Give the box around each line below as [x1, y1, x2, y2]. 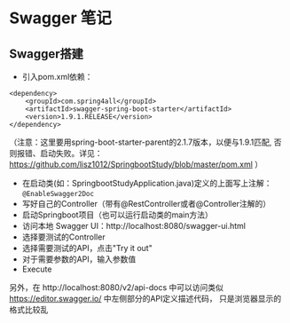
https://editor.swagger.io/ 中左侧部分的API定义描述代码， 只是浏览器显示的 [9, 294, 282, 303]
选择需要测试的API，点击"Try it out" [21, 243, 153, 253]
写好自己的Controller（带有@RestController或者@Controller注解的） [21, 199, 271, 209]
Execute [21, 264, 52, 274]
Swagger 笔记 [9, 8, 113, 28]
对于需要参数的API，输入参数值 [21, 254, 137, 264]
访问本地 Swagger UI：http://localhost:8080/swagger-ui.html [21, 221, 247, 231]
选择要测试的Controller [21, 232, 106, 242]
